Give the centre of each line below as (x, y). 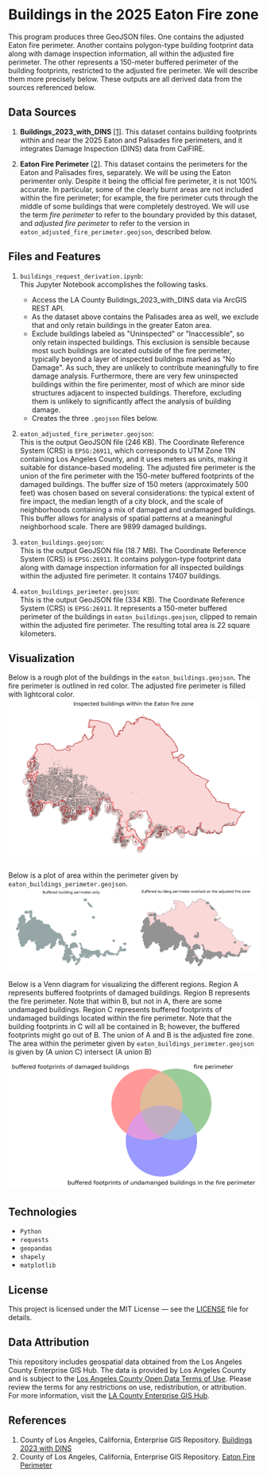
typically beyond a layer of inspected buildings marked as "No (133, 359)
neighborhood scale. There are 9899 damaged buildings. (113, 526)
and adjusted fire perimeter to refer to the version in (104, 223)
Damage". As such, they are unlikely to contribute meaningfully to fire (145, 367)
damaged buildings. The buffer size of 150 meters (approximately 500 (134, 484)
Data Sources (43, 113)
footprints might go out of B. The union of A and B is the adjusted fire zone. (131, 1035)
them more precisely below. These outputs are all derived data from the (125, 79)
